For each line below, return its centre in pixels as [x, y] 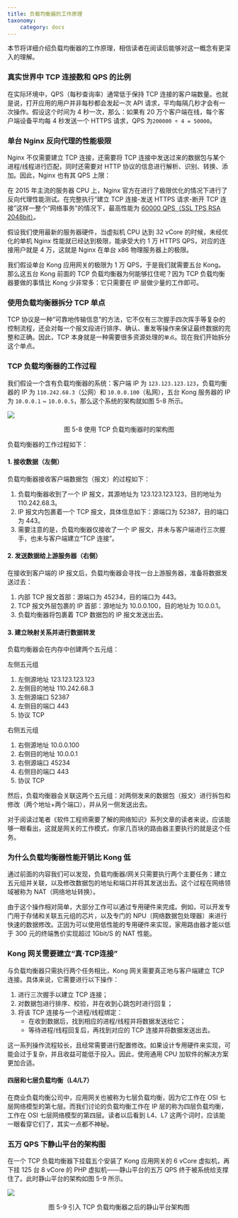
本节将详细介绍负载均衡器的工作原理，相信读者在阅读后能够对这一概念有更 [116, 48]
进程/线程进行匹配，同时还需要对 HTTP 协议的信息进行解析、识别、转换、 [115, 166]
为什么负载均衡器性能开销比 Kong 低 [69, 858]
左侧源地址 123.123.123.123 [56, 680]
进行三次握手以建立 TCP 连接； [63, 995]
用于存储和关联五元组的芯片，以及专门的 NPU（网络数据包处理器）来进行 [120, 916]
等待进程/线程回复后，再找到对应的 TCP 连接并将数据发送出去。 [121, 1030]
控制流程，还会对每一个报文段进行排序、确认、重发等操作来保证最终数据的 [116, 328]
